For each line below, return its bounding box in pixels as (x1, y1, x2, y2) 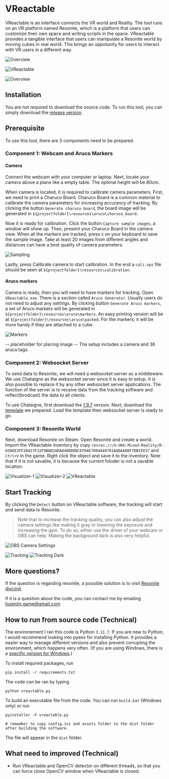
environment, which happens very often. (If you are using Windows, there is (5, 645, 163, 651)
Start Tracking (5, 488, 51, 497)
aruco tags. (5, 347, 29, 353)
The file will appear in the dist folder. (5, 735, 83, 741)
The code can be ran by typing (5, 678, 70, 685)
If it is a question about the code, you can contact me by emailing (5, 596, 141, 602)
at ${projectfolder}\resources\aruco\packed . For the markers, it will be (5, 316, 154, 322)
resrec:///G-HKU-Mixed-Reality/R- (91, 443, 164, 448)
